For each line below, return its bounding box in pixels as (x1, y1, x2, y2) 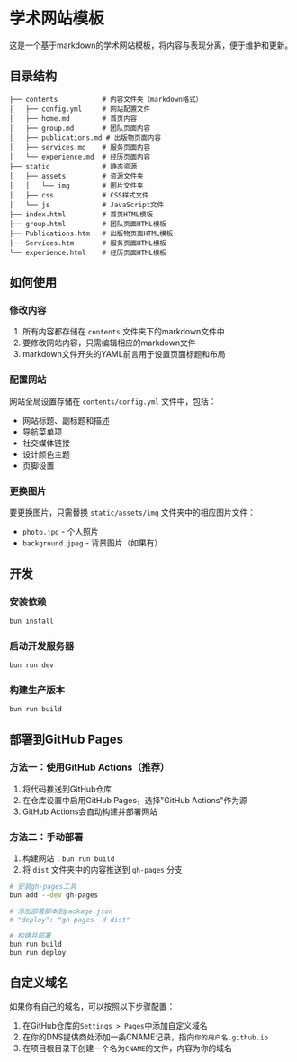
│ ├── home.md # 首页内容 (9, 114, 138, 123)
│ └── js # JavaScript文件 (9, 200, 165, 209)
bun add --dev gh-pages (9, 890, 99, 900)
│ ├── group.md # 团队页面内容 (9, 124, 151, 133)
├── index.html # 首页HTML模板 (9, 209, 154, 219)
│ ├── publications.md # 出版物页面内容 (9, 133, 162, 142)
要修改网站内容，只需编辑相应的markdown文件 (22, 337, 196, 348)
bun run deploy (9, 948, 67, 957)
